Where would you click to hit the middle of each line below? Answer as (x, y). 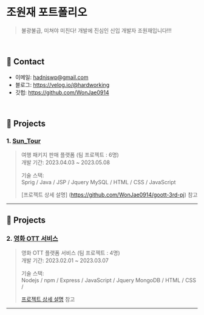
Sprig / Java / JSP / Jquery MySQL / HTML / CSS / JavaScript (98, 182)
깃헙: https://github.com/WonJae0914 (62, 92)
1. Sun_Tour (24, 141)
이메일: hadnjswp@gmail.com (52, 77)
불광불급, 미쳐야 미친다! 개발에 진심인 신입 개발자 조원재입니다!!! (96, 30)
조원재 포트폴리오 (47, 12)
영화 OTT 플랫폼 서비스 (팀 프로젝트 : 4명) (70, 253)
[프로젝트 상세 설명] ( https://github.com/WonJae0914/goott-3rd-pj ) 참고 (109, 195)
